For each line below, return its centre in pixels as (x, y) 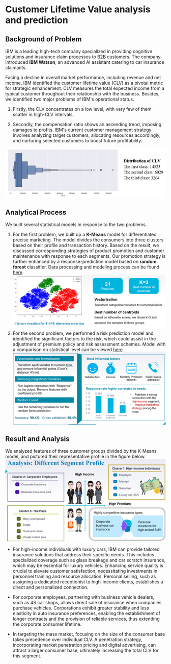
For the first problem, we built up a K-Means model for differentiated (84, 235)
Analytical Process (36, 212)
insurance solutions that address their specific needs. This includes (83, 554)
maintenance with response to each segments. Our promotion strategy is (89, 256)
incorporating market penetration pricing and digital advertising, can (84, 645)
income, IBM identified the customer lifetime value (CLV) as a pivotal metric (84, 83)
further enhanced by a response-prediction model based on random (84, 262)
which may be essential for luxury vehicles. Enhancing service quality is (88, 565)
